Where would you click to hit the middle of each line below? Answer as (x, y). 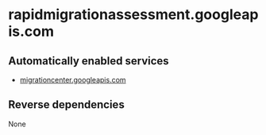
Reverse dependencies (66, 105)
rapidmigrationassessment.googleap (133, 15)
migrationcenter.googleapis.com (73, 80)
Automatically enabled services (89, 61)
